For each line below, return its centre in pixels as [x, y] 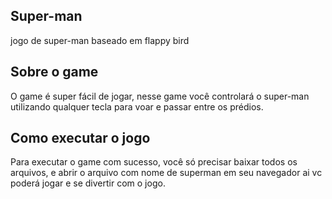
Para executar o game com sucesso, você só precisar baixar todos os [154, 162]
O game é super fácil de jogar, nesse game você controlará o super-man [160, 96]
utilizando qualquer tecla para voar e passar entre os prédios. [137, 106]
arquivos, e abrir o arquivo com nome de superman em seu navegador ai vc [166, 173]
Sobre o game [54, 72]
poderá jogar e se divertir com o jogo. [88, 183]
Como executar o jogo [80, 138]
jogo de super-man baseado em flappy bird [100, 40]
